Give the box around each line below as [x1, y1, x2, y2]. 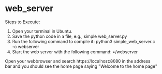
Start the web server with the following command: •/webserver [12, 49, 138, 55]
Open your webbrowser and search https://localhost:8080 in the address [5, 58, 151, 64]
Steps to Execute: [5, 19, 40, 25]
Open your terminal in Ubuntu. [12, 28, 73, 34]
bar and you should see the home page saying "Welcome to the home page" [5, 63, 158, 69]
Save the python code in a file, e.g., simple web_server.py [12, 33, 127, 39]
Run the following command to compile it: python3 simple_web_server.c [12, 38, 155, 44]
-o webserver [12, 44, 40, 49]
